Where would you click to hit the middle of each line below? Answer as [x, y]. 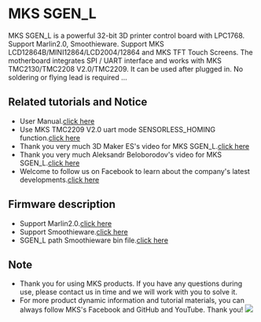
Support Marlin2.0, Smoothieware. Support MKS [86, 43]
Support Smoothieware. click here [74, 231]
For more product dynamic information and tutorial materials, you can [132, 301]
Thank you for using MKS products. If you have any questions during [131, 283]
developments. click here [59, 180]
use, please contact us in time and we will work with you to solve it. [129, 292]
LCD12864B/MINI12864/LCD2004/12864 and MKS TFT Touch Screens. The [130, 52]
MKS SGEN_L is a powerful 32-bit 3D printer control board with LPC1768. [127, 35]
